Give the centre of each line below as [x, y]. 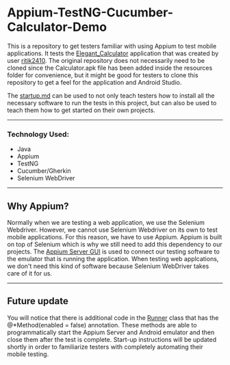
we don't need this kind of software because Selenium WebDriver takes [108, 266]
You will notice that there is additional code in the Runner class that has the [113, 317]
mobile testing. [28, 354]
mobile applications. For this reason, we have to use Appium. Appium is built [115, 237]
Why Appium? [38, 206]
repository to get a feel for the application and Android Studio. [94, 82]
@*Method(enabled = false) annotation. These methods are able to [102, 325]
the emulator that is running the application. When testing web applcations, [113, 259]
